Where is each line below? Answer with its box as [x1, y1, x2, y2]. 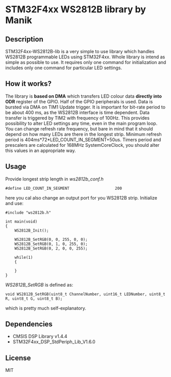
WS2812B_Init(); [14, 228, 50, 233]
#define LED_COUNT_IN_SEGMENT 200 [5, 186, 123, 191]
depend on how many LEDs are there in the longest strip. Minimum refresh [5, 131, 162, 137]
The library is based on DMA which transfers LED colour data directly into [5, 93, 162, 99]
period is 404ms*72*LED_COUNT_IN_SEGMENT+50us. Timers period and [5, 137, 161, 143]
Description [5, 35, 43, 43]
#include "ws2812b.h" [5, 210, 52, 215]
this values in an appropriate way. [5, 147, 76, 153]
